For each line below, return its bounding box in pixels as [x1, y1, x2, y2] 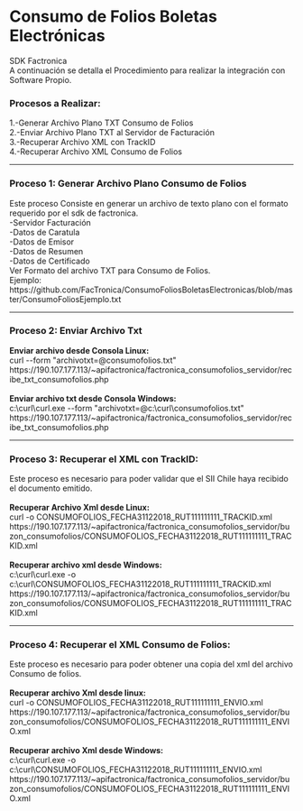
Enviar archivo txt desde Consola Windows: [9, 392, 177, 403]
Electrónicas [9, 25, 106, 46]
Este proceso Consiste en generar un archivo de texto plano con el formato [9, 198, 289, 208]
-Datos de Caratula [9, 226, 80, 237]
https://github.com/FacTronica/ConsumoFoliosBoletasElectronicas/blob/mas [9, 284, 293, 295]
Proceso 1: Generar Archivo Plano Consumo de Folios [9, 178, 247, 190]
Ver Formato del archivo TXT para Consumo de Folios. [9, 264, 211, 276]
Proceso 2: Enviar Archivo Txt [9, 325, 142, 337]
